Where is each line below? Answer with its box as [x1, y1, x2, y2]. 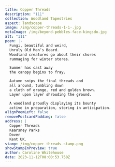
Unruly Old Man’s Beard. [9, 47, 59, 52]
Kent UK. [9, 137, 27, 142]
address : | [5, 119, 27, 124]
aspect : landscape [5, 20, 42, 26]
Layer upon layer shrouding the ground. [9, 92, 92, 97]
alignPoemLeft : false [5, 110, 49, 115]
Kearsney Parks [9, 128, 40, 133]
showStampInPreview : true [5, 146, 57, 151]
